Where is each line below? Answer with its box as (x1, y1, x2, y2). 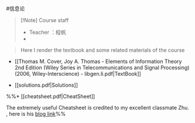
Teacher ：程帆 (29, 29, 66, 36)
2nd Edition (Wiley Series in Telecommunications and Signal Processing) (14, 64, 190, 71)
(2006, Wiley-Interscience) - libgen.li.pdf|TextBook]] (14, 71, 142, 77)
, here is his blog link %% (6, 110, 66, 117)
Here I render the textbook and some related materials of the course (20, 47, 185, 54)
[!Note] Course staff (20, 17, 69, 23)
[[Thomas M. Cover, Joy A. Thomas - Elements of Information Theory (14, 58, 182, 65)
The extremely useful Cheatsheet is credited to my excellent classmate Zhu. (6, 104, 189, 111)
